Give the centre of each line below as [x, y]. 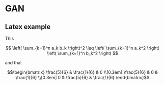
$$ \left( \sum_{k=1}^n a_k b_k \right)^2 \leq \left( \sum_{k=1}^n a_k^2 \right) [82, 48]
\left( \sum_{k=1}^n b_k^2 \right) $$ [82, 53]
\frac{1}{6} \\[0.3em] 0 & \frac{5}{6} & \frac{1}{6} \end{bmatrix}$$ [82, 77]
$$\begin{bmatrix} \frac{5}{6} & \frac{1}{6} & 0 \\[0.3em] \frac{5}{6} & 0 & [82, 72]
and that [14, 63]
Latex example [28, 27]
